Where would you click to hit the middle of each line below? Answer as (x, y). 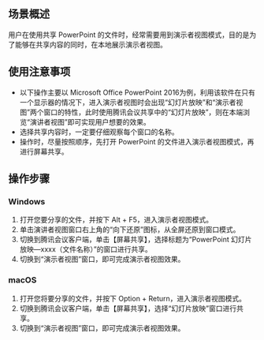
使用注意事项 (39, 72)
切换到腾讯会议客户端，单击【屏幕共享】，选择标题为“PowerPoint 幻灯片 (136, 240)
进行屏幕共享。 (44, 151)
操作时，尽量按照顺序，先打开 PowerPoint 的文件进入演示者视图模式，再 (137, 141)
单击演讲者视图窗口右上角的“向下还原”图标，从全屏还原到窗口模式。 (130, 230)
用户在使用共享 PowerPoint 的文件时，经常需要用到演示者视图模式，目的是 (129, 35)
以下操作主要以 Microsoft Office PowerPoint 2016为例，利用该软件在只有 (138, 92)
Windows (27, 201)
